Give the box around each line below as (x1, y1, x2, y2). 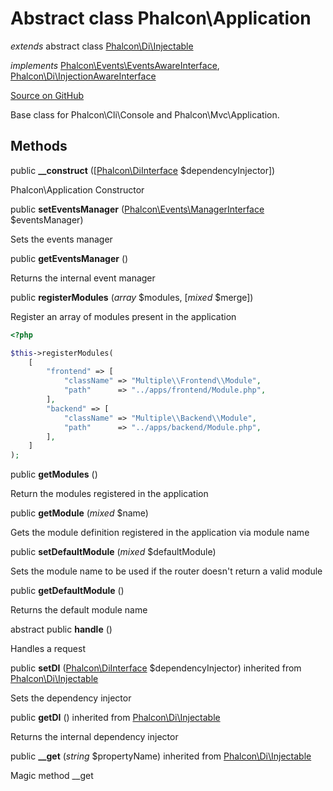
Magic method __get (10, 770, 94, 782)
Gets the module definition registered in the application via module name (10, 527, 310, 539)
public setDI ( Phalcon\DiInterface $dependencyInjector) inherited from (10, 662, 302, 674)
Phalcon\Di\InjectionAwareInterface (10, 70, 157, 82)
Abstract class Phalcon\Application (10, 7, 312, 30)
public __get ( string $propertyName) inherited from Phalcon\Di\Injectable (10, 750, 312, 762)
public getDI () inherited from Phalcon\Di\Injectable (10, 712, 221, 724)
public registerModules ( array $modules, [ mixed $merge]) (10, 291, 254, 303)
